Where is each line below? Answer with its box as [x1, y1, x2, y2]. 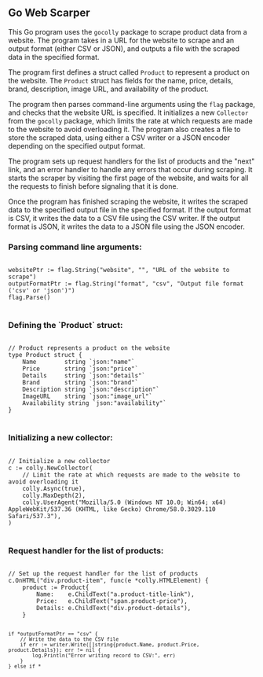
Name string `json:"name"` [22, 358, 135, 366]
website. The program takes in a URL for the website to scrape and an [8, 35, 235, 45]
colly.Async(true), [22, 484, 86, 492]
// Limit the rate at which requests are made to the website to [22, 471, 241, 479]
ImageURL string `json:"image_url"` [22, 392, 153, 400]
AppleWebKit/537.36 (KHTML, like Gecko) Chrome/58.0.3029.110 [8, 505, 216, 513]
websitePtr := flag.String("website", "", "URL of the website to [8, 267, 230, 274]
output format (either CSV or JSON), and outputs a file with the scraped [8, 43, 240, 53]
